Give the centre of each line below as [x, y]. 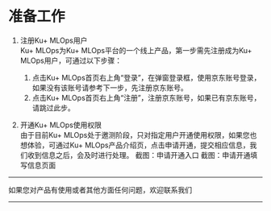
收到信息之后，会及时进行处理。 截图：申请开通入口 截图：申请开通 [139, 155]
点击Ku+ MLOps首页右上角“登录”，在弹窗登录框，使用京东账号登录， [146, 77]
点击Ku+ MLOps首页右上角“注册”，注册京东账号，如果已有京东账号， [146, 97]
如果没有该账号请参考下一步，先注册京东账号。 [110, 87]
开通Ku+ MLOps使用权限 [61, 125]
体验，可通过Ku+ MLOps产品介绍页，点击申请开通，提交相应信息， [138, 145]
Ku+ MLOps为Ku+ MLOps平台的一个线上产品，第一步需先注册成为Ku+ [136, 50]
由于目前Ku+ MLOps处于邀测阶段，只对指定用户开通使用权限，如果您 [135, 134]
